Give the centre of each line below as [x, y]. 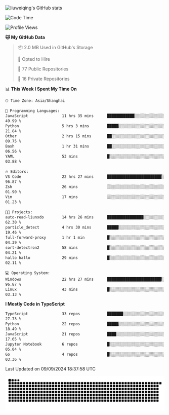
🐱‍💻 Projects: [19, 212]
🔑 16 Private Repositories [44, 79]
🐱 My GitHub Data [25, 37]
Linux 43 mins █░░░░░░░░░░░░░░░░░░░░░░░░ [85, 289]
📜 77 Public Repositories [43, 69]
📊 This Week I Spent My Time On [41, 89]
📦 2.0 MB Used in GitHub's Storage [55, 47]
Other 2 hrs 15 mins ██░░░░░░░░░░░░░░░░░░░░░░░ [85, 136]
